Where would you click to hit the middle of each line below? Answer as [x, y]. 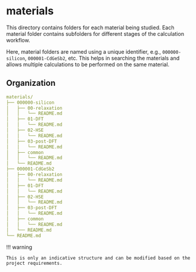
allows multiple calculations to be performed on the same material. [88, 64]
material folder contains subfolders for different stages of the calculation [95, 33]
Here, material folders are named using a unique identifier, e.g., [84, 51]
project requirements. [34, 263]
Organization [31, 83]
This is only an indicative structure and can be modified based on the [98, 258]
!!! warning [19, 247]
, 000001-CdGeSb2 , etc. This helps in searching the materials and [102, 58]
